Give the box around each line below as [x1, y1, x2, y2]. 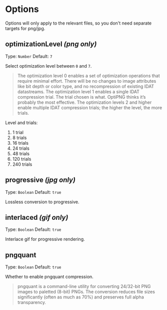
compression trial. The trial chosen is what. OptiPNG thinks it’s [17, 94, 146, 100]
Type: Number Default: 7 [5, 53, 52, 59]
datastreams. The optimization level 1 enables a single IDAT [17, 89, 140, 95]
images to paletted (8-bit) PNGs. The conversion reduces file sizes [17, 289, 155, 295]
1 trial [12, 129, 24, 135]
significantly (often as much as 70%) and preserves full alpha [17, 294, 144, 300]
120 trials [12, 156, 31, 162]
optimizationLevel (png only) [5, 40, 97, 49]
